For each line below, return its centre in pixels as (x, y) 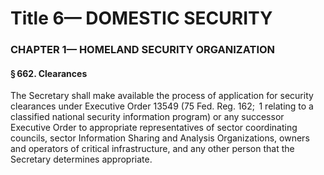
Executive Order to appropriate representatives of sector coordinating (154, 128)
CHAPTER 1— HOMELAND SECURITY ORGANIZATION (143, 50)
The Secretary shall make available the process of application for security (162, 96)
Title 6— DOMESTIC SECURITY (141, 18)
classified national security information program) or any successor (147, 117)
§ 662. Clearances (49, 73)
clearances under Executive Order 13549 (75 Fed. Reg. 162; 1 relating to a (162, 106)
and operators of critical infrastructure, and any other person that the (152, 149)
